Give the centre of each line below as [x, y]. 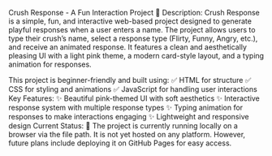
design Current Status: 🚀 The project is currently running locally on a [123, 126]
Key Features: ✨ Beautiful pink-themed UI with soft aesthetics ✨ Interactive [134, 98]
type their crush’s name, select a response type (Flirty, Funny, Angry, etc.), [133, 38]
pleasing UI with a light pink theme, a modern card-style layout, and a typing [136, 56]
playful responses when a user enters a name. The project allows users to [132, 30]
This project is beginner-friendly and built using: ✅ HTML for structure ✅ [130, 80]
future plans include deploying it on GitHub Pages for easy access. [120, 143]
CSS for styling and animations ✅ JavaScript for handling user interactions [133, 89]
